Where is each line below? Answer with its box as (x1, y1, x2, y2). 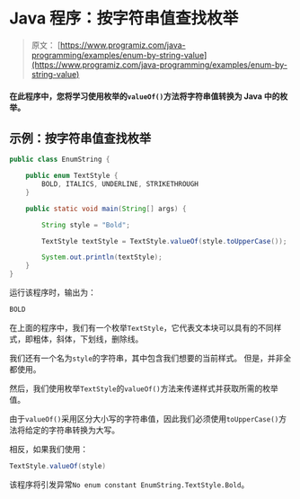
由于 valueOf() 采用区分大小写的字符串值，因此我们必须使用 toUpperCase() (9, 413, 279, 423)
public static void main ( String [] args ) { (25, 204, 187, 213)
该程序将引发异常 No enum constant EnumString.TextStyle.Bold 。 (9, 478, 250, 490)
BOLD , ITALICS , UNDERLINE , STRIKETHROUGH (41, 180, 199, 189)
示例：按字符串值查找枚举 (9, 130, 151, 146)
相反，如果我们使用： (9, 443, 88, 454)
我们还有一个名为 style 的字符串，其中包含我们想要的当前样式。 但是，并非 (9, 352, 284, 363)
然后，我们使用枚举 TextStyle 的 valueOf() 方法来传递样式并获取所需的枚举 (9, 383, 278, 394)
